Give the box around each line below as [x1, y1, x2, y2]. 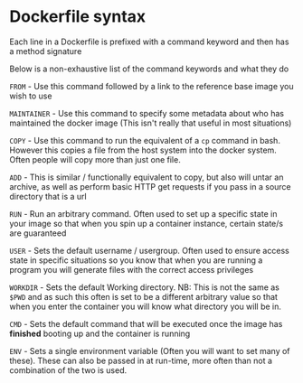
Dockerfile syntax [9, 6, 147, 27]
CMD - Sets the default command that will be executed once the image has [9, 318, 283, 329]
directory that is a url [9, 191, 88, 201]
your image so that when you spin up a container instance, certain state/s [9, 218, 283, 229]
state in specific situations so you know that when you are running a [9, 255, 263, 266]
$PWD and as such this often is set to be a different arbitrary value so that [9, 291, 279, 302]
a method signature [9, 45, 82, 56]
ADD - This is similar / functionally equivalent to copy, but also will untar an [9, 172, 284, 182]
